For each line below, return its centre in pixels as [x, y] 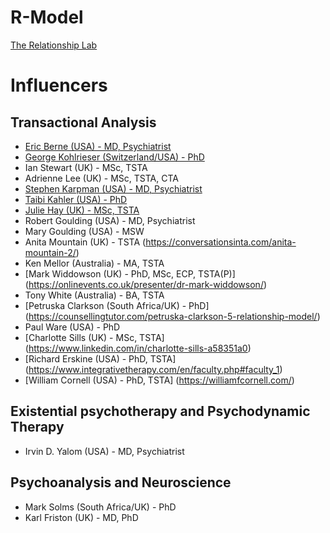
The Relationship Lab [54, 45]
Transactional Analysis [83, 122]
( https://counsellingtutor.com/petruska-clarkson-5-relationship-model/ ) [172, 316]
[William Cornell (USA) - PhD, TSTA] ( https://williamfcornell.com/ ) [159, 380]
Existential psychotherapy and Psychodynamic [160, 411]
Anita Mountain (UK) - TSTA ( [85, 242]
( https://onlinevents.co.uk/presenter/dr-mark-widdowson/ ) [146, 284]
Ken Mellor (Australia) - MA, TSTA [94, 263]
